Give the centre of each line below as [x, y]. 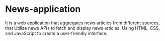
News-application [43, 9]
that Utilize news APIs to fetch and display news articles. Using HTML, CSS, [82, 28]
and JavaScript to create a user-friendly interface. [56, 33]
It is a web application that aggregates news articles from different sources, [82, 23]
